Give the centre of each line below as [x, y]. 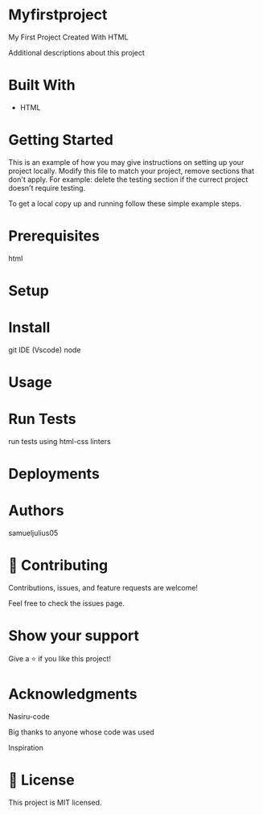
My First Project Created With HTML [68, 37]
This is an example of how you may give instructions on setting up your [126, 162]
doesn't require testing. [47, 187]
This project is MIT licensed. [55, 802]
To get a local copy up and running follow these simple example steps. [125, 204]
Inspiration [26, 747]
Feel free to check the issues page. [66, 603]
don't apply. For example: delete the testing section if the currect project [128, 179]
